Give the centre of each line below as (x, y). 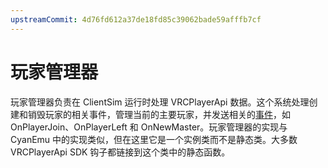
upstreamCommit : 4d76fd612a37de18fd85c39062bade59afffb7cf (136, 19)
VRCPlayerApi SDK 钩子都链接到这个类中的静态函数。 (120, 152)
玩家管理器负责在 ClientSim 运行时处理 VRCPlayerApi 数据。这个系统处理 (160, 102)
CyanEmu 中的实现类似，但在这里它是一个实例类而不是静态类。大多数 (154, 139)
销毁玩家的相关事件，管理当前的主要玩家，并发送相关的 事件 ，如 (159, 114)
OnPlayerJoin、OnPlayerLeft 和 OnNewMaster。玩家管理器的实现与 (149, 127)
